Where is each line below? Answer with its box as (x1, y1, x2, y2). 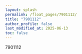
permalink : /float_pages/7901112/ (5, 12, 77, 17)
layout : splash (5, 7, 37, 12)
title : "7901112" (5, 16, 41, 21)
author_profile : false (5, 21, 52, 26)
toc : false (5, 30, 28, 35)
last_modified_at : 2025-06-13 (5, 26, 68, 31)
